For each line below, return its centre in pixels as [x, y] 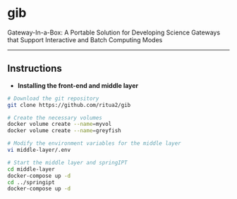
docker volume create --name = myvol [60, 124]
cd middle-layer [31, 169]
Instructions [35, 69]
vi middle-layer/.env [39, 150]
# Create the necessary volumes [55, 117]
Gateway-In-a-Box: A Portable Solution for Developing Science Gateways [114, 32]
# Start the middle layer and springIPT [68, 162]
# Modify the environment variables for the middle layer [94, 143]
